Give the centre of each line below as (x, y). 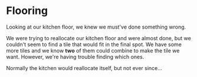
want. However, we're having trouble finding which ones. (75, 57)
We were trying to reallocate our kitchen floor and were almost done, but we (99, 38)
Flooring (27, 11)
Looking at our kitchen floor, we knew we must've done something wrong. (96, 27)
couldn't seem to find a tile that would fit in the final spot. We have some (94, 44)
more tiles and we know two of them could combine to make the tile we (93, 50)
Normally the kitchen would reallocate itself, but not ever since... (84, 68)
